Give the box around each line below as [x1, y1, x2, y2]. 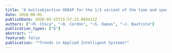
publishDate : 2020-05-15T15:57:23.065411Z [5, 17, 97, 22]
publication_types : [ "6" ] [5, 26, 60, 31]
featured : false [5, 36, 40, 41]
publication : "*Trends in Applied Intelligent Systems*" [5, 40, 130, 45]
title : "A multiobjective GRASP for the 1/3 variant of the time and [5, 7, 157, 13]
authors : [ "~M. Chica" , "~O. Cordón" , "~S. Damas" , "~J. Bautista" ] [5, 21, 155, 27]
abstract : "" [5, 31, 33, 36]
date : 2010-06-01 [5, 12, 42, 17]
